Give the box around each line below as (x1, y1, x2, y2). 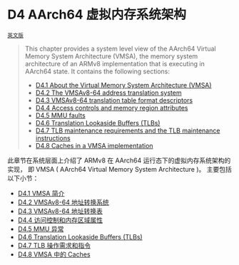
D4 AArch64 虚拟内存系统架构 (7, 6, 187, 23)
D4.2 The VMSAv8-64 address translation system (35, 88, 182, 97)
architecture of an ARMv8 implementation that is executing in (24, 59, 205, 68)
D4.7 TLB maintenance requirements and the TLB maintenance (35, 126, 220, 135)
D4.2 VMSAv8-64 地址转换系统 (17, 197, 109, 207)
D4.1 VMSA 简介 (17, 189, 65, 197)
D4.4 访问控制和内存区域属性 (17, 215, 103, 224)
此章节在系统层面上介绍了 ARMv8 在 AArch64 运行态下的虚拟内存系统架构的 (7, 156, 231, 165)
